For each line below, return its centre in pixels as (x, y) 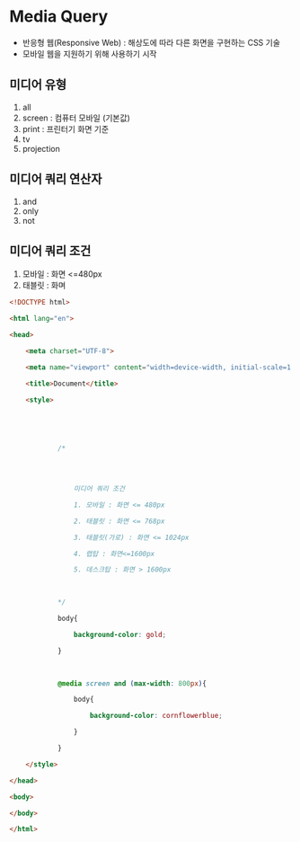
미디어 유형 (38, 85)
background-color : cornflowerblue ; (156, 716)
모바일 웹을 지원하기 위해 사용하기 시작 (89, 53)
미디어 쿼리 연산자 (56, 179)
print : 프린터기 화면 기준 (66, 129)
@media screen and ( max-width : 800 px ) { (132, 683)
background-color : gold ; (120, 634)
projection (41, 148)
